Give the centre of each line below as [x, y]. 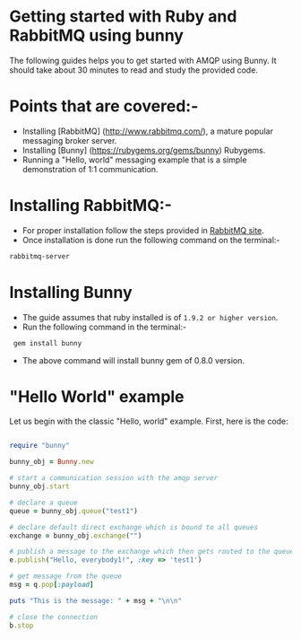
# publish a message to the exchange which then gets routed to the [140, 552]
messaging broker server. [69, 140]
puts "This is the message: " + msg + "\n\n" [95, 600]
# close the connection [54, 617]
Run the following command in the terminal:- [104, 327]
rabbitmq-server [39, 256]
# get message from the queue [66, 576]
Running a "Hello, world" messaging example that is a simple [134, 160]
